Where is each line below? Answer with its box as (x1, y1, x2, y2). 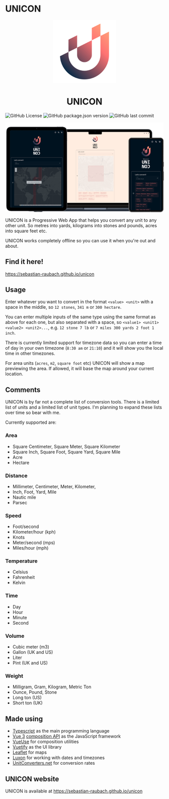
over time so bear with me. (5, 410, 61, 416)
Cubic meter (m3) (12, 644, 49, 650)
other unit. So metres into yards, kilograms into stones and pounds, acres (5, 222, 157, 228)
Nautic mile (12, 494, 36, 500)
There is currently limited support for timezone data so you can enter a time (5, 340, 162, 346)
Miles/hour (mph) (12, 545, 49, 551)
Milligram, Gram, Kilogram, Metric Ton (12, 684, 92, 690)
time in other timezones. (5, 351, 55, 357)
